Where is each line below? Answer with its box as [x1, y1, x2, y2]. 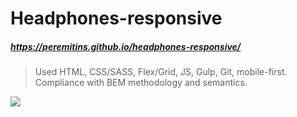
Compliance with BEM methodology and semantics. [34, 77, 248, 89]
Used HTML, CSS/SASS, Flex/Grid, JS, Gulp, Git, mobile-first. [34, 66, 288, 78]
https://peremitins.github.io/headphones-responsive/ [10, 40, 242, 52]
